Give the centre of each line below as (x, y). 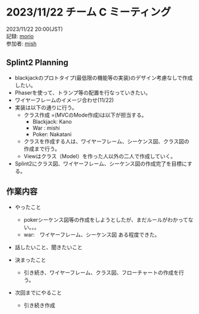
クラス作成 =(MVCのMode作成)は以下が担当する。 (85, 115)
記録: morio (20, 36)
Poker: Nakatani (52, 134)
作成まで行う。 (42, 149)
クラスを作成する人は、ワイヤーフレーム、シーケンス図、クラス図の (106, 141)
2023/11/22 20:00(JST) (35, 29)
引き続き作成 (39, 305)
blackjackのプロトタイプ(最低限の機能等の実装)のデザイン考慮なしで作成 (104, 77)
